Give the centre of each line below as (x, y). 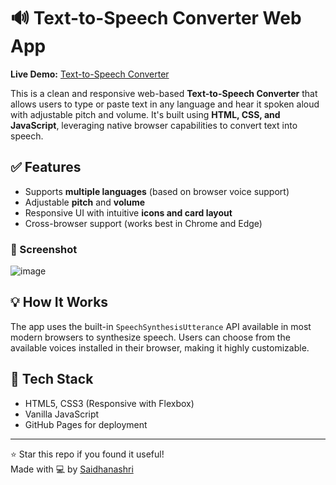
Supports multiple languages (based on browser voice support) (157, 191)
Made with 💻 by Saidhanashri (72, 469)
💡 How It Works (59, 302)
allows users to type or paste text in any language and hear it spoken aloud (165, 104)
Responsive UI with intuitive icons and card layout (128, 212)
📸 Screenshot (44, 249)
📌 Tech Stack (52, 379)
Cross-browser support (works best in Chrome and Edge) (143, 223)
